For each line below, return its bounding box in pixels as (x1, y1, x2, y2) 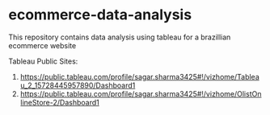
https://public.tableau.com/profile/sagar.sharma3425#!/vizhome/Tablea (19, 72, 260, 81)
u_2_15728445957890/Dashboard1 (19, 80, 136, 90)
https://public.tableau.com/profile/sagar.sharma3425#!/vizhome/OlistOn (19, 88, 262, 98)
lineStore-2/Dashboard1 (19, 97, 99, 107)
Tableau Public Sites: (8, 56, 78, 66)
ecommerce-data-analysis (8, 6, 192, 24)
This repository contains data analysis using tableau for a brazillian (8, 32, 231, 42)
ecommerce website (8, 40, 77, 50)
